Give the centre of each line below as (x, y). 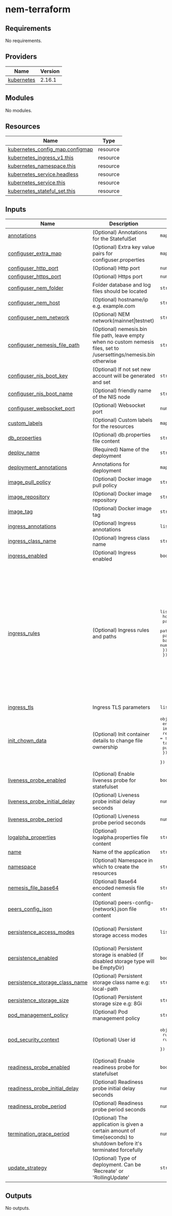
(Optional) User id (114, 1040)
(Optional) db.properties (122, 435)
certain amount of (114, 1131)
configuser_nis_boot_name (40, 394)
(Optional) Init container (121, 734)
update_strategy (27, 1168)
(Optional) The (110, 1118)
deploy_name (24, 453)
